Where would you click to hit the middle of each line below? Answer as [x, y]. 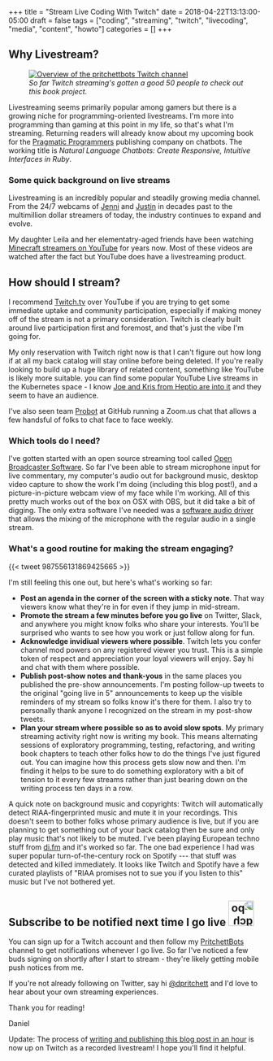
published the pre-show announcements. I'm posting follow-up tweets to [142, 684]
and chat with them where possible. [80, 667]
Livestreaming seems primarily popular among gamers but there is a [123, 107]
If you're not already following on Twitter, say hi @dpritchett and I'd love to [133, 984]
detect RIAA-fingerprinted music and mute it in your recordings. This [123, 812]
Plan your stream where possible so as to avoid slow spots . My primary [142, 728]
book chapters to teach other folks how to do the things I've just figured [140, 753]
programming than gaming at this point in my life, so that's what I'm [121, 124]
